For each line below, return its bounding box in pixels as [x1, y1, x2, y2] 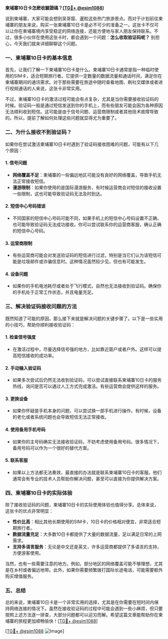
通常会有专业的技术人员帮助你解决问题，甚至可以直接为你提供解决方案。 [12, 475, 161, 482]
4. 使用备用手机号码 [5, 426, 46, 432]
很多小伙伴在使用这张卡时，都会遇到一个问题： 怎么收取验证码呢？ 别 [13, 35, 155, 40]
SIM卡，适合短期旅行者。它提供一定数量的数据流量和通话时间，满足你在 [13, 73, 162, 79]
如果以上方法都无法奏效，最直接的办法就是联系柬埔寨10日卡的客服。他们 [12, 469, 162, 475]
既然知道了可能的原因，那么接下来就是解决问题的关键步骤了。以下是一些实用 [5, 315, 163, 322]
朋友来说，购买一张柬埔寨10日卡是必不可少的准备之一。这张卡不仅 [18, 22, 154, 28]
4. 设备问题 [5, 271, 28, 277]
